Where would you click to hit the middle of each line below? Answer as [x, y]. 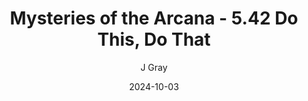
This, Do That [154, 39]
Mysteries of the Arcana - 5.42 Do [154, 18]
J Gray [154, 67]
